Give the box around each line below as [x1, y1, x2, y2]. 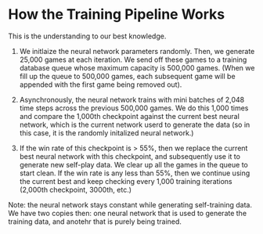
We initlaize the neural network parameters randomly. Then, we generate [19, 46, 255, 56]
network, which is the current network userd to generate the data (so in [19, 120, 250, 129]
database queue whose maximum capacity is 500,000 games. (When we [19, 63, 255, 72]
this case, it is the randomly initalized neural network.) [19, 128, 194, 138]
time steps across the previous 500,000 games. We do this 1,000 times [19, 103, 249, 113]
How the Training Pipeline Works [8, 5, 225, 23]
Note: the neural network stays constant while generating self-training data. [8, 200, 253, 209]
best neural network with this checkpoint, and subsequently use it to [19, 151, 241, 161]
